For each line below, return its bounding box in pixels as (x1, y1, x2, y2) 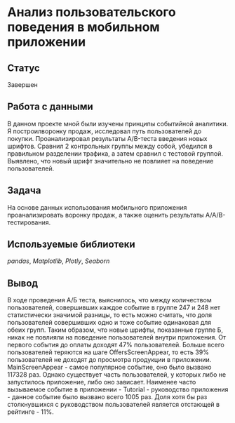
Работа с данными (7, 101, 93, 113)
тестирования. (7, 218, 51, 227)
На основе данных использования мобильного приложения (7, 203, 187, 211)
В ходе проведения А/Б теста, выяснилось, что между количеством (7, 296, 212, 304)
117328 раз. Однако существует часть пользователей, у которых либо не (7, 370, 227, 379)
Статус (7, 62, 40, 74)
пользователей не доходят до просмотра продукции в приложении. (7, 356, 212, 364)
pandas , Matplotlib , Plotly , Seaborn (7, 257, 110, 265)
